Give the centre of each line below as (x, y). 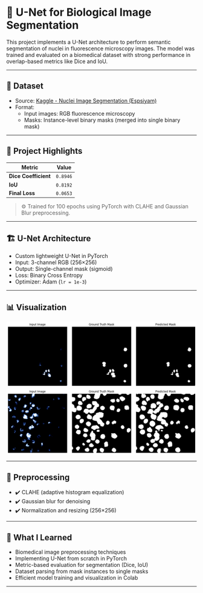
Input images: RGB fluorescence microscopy (79, 113)
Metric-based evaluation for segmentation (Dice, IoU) (82, 565)
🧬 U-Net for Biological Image (79, 12)
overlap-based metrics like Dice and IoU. (57, 61)
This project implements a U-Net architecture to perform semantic (89, 42)
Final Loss (22, 193)
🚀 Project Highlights (44, 151)
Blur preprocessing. (46, 213)
